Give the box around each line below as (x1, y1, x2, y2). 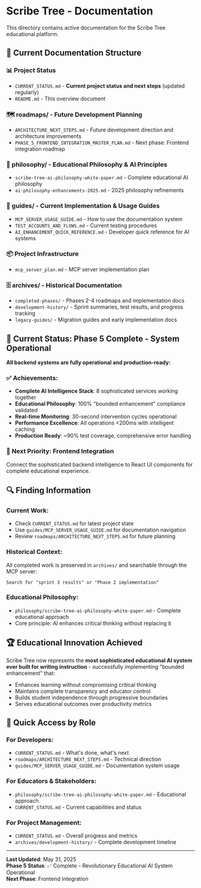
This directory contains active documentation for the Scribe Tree (6, 24, 166, 31)
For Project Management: (6, 818, 82, 827)
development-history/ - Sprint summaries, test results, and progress (14, 303, 184, 310)
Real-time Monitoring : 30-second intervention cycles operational (14, 413, 177, 420)
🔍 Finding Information (6, 485, 91, 495)
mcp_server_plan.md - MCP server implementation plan (14, 265, 150, 273)
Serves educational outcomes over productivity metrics (14, 700, 152, 707)
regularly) (14, 88, 39, 95)
